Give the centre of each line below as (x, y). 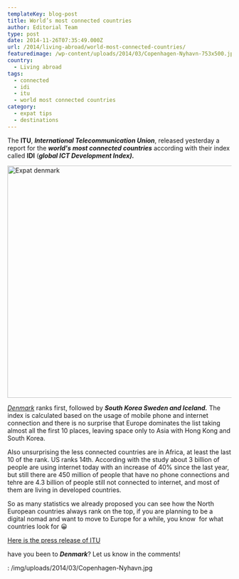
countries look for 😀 (37, 526)
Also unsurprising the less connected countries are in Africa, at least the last (119, 452)
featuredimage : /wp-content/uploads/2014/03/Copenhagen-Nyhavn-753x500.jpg (122, 54)
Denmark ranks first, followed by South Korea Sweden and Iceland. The (114, 408)
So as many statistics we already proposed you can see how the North (111, 503)
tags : (15, 73)
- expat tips (33, 113)
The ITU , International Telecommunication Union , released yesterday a (113, 140)
